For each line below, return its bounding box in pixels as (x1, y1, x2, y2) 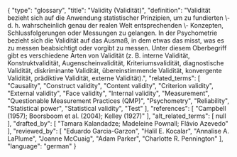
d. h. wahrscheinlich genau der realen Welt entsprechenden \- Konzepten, (7, 21, 224, 29)
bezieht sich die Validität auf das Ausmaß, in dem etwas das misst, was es (7, 36, 225, 45)
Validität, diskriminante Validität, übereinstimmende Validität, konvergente (7, 67, 222, 75)
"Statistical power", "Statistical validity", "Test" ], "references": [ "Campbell (7, 104, 226, 112)
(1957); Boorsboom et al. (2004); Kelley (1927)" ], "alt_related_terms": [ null (7, 112, 226, 120)
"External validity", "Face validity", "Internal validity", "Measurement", (7, 89, 210, 97)
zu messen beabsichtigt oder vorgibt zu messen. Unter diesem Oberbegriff (7, 44, 227, 52)
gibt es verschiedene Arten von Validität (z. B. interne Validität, (7, 51, 190, 60)
